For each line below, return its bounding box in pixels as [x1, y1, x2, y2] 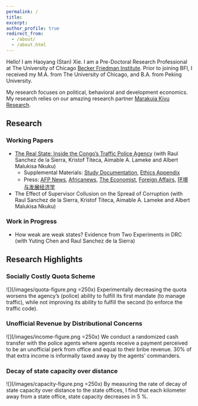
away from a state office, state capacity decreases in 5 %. [6, 393, 149, 400]
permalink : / [6, 8, 39, 15]
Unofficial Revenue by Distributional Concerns [6, 319, 143, 328]
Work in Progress [6, 218, 58, 226]
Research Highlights [6, 254, 83, 265]
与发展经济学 [23, 183, 55, 190]
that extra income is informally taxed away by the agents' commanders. [6, 352, 181, 359]
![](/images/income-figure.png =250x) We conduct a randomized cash [6, 333, 179, 340]
